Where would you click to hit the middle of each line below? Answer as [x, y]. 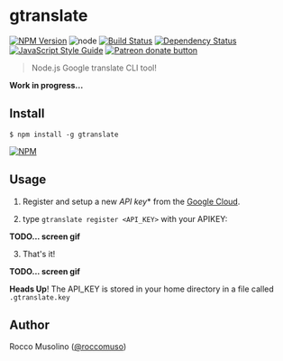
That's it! [39, 254]
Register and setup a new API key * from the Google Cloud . [131, 201]
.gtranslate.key [40, 297]
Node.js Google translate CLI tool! [94, 68]
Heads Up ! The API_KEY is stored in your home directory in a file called [142, 289]
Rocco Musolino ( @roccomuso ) [68, 347]
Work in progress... [46, 85]
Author [29, 324]
